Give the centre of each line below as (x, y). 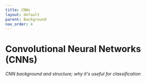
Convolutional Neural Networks (73, 49)
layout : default (22, 15)
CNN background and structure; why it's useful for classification (73, 74)
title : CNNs (18, 10)
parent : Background (26, 19)
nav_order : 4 (19, 24)
